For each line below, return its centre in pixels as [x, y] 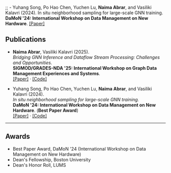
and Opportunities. [32, 63]
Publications [26, 39]
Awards [18, 137]
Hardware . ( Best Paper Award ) [46, 110]
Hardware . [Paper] [25, 23]
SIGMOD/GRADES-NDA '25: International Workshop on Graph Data [84, 68]
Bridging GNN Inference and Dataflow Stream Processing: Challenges [86, 57]
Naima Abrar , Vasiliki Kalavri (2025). [51, 52]
